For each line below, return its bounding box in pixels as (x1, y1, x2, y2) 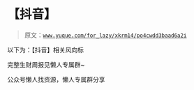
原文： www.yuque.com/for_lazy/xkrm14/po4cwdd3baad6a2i (24, 31, 187, 39)
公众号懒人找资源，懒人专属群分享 (7, 75, 105, 84)
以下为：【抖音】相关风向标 (7, 45, 84, 54)
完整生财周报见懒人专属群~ (7, 60, 85, 68)
